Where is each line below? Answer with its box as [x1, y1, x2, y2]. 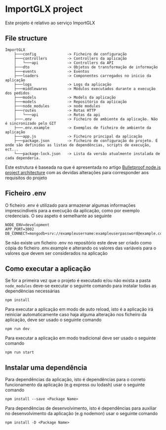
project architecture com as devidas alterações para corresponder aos [5, 169, 149, 175]
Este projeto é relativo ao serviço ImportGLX [5, 20, 95, 26]
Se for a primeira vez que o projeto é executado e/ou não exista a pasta [5, 278, 151, 284]
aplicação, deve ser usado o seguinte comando [5, 317, 102, 323]
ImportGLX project [5, 3, 83, 15]
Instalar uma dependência [5, 363, 87, 372]
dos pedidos [5, 91, 30, 96]
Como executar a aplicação [5, 264, 91, 273]
